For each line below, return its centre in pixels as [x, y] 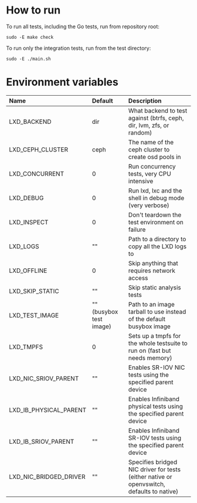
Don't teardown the [155, 215]
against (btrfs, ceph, [156, 118]
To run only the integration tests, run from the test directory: [79, 48]
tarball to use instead [157, 312]
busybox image [150, 326]
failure [137, 229]
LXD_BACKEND [30, 121]
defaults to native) [153, 491]
